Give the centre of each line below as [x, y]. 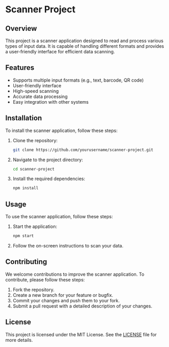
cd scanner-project [34, 169]
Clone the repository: [35, 140]
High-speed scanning [36, 91]
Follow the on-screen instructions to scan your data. [68, 245]
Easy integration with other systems [51, 102]
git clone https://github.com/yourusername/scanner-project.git [83, 150]
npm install [25, 188]
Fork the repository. [34, 290]
